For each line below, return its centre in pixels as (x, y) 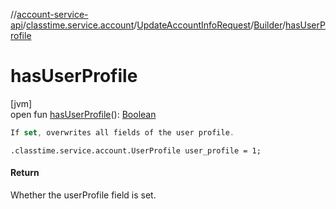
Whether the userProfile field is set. (83, 195)
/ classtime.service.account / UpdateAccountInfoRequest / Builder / (154, 25)
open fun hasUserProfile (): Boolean (83, 114)
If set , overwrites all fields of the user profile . (122, 132)
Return (25, 173)
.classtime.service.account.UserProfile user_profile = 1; (136, 150)
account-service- (52, 14)
